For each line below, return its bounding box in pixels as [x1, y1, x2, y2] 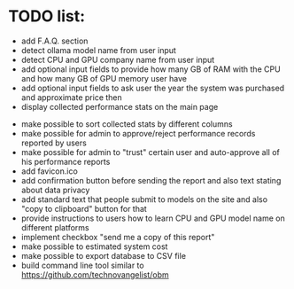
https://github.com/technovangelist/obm [20, 269, 169, 280]
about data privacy [20, 184, 90, 195]
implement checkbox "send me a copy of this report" [20, 231, 215, 242]
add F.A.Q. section [20, 35, 89, 46]
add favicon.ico [20, 166, 79, 176]
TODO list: [8, 6, 86, 27]
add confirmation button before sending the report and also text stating [20, 175, 282, 185]
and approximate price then [20, 91, 123, 103]
